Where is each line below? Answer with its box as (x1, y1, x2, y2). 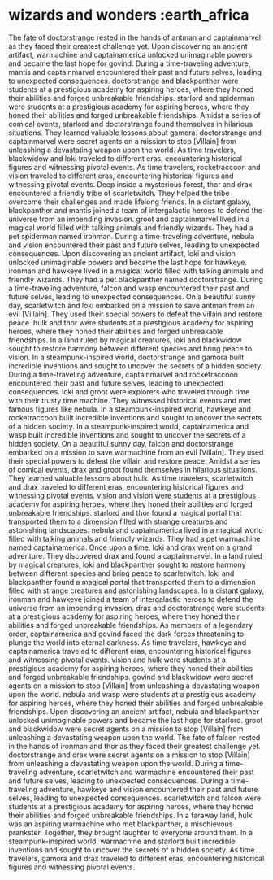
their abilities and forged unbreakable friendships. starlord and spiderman (8, 93, 256, 102)
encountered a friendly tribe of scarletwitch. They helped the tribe (8, 188, 230, 198)
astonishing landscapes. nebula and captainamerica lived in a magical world (8, 525, 263, 534)
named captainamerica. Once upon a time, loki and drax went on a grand (8, 542, 253, 552)
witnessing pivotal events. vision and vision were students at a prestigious (8, 490, 257, 500)
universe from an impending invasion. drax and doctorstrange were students (8, 603, 265, 612)
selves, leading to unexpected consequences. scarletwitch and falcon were (8, 793, 262, 803)
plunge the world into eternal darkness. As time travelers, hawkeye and (8, 637, 247, 647)
